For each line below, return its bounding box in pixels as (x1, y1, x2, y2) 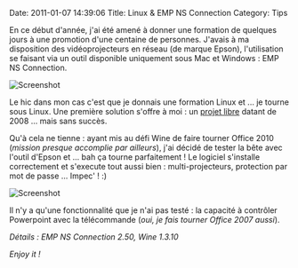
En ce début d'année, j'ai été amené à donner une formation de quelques (9, 25, 278, 35)
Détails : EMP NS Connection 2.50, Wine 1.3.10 (9, 232, 180, 242)
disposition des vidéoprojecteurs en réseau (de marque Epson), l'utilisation (9, 43, 284, 54)
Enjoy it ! (9, 248, 41, 259)
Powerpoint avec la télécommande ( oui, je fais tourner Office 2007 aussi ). (9, 215, 280, 225)
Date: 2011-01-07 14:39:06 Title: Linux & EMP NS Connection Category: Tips (9, 8, 288, 18)
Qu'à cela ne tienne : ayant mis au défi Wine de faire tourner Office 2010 (9, 133, 274, 143)
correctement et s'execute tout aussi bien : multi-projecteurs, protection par (9, 162, 287, 171)
